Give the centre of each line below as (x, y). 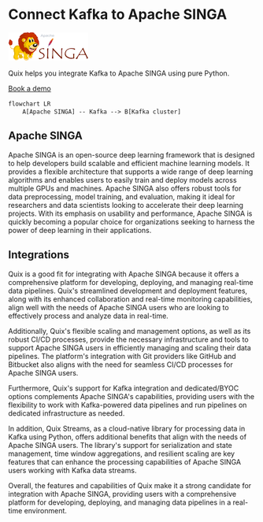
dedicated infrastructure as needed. (67, 413)
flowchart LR (30, 104)
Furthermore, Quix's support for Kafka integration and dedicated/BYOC (124, 388)
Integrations (39, 255)
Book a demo (30, 88)
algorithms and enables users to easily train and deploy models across (123, 180)
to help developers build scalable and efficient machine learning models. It (129, 163)
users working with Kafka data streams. (72, 470)
